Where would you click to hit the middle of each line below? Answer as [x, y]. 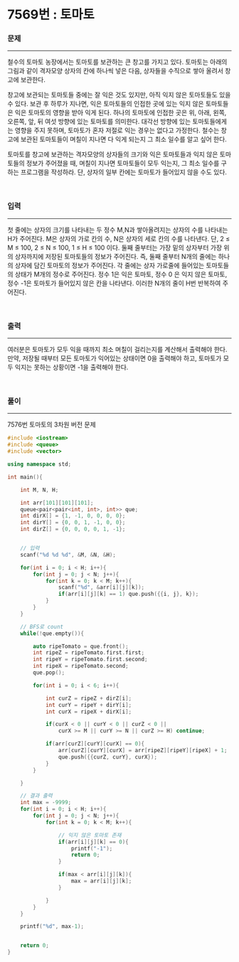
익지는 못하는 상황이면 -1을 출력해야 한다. [71, 368]
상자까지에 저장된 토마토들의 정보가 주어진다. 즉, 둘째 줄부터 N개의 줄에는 [116, 256]
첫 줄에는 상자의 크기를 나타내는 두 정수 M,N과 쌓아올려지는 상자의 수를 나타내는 [118, 230]
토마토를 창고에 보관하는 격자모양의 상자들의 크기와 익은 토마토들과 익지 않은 [113, 154]
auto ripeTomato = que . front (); [81, 646]
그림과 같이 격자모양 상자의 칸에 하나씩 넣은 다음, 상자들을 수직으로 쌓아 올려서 [116, 71]
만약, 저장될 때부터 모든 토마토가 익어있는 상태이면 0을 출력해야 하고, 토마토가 [115, 358]
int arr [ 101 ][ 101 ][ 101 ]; [57, 503]
